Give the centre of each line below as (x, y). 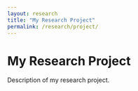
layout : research (33, 14)
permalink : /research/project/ (53, 26)
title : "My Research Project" (51, 20)
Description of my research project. (58, 80)
